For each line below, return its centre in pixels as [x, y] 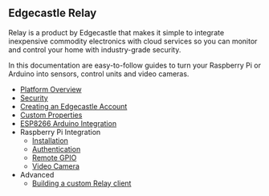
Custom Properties [51, 115]
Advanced [37, 174]
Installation [50, 141]
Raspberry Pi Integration [60, 132]
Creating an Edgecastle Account [73, 106]
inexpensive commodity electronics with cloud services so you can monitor [133, 41]
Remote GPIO [54, 157]
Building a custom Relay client [82, 183]
